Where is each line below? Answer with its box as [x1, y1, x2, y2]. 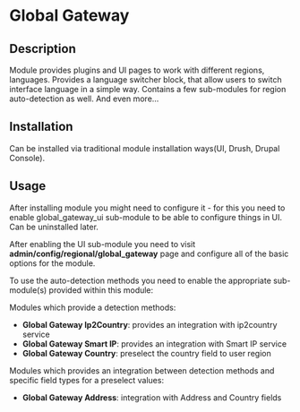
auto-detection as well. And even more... [9, 93, 159, 104]
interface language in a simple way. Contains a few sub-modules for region [9, 84, 287, 94]
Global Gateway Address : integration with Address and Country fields [21, 391, 282, 403]
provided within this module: [48, 284, 154, 296]
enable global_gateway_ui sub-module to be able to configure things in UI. [9, 211, 283, 222]
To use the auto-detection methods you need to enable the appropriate [9, 275, 271, 286]
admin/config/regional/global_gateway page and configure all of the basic [9, 248, 289, 259]
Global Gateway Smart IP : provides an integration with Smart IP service [21, 338, 287, 349]
